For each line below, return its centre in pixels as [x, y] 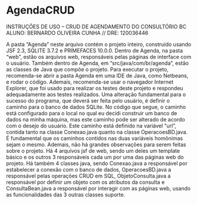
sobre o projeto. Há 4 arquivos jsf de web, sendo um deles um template [93, 150]
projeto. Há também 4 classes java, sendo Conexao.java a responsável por [97, 163]
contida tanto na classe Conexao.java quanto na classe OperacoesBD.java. [97, 132]
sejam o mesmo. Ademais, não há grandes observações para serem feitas [96, 144]
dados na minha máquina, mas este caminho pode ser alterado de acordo [96, 119]
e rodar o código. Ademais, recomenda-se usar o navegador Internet [90, 82]
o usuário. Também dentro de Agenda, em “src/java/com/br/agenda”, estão [97, 63]
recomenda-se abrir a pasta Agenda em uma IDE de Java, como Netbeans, [97, 75]
